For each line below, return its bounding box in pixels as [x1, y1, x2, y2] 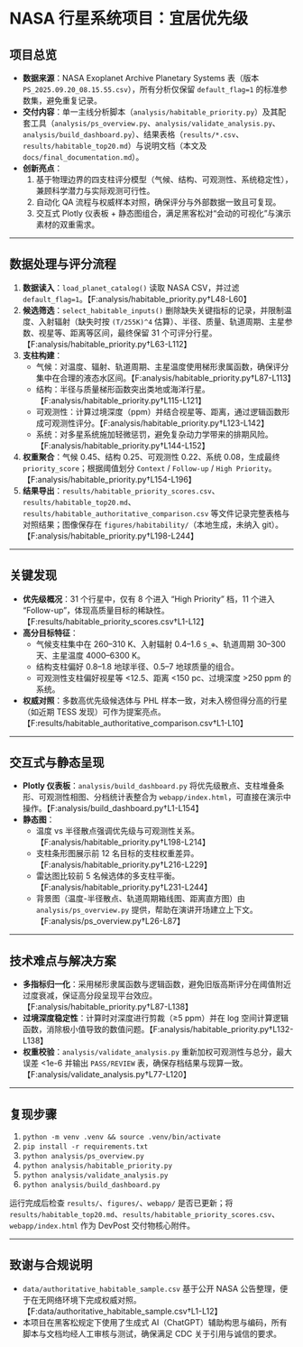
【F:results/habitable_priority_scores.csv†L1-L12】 [22, 615, 209, 627]
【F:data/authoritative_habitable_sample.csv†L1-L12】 [22, 1305, 223, 1316]
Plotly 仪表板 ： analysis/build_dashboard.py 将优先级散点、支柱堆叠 [22, 780, 277, 791]
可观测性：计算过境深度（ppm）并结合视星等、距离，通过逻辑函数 [35, 406, 282, 417]
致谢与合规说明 [9, 1258, 93, 1273]
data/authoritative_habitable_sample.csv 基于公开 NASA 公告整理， [22, 1283, 280, 1294]
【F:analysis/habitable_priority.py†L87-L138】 [22, 1001, 194, 1012]
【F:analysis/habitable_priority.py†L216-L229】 [35, 859, 212, 871]
